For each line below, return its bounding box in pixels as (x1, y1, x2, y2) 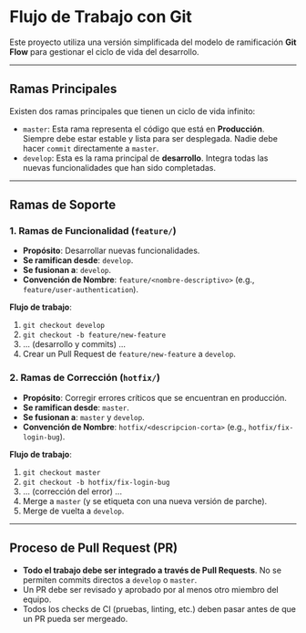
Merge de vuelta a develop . (22, 505, 125, 516)
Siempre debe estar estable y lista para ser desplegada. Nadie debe (22, 132, 278, 143)
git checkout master (22, 468, 101, 477)
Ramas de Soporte (9, 197, 117, 213)
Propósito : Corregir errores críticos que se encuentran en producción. (22, 392, 287, 403)
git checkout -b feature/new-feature (22, 331, 167, 340)
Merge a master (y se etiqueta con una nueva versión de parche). (22, 495, 268, 506)
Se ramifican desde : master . (22, 402, 129, 413)
